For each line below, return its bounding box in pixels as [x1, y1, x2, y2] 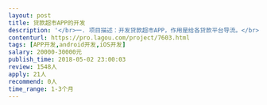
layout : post [8, 11, 52, 20]
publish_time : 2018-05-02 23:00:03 [8, 56, 126, 64]
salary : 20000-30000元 [8, 48, 82, 56]
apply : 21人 [8, 70, 47, 78]
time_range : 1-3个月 [8, 84, 74, 93]
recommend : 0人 [8, 77, 57, 85]
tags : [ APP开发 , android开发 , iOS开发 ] [8, 41, 126, 49]
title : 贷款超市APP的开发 [8, 19, 86, 27]
